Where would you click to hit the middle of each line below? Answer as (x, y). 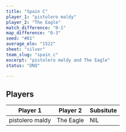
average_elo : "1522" (31, 44)
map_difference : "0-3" (33, 33)
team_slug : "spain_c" (32, 55)
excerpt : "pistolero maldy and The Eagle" (58, 60)
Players (20, 94)
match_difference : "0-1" (36, 28)
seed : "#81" (20, 38)
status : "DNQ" (23, 65)
